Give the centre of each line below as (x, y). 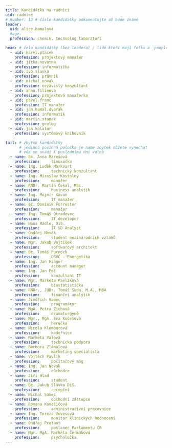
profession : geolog (35, 124)
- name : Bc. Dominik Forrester (43, 205)
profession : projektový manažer (49, 57)
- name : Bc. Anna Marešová (39, 157)
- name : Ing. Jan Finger (36, 261)
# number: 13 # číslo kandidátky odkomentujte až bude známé (72, 19)
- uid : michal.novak (32, 81)
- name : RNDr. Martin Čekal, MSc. (47, 185)
